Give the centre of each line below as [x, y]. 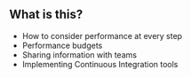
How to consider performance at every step [102, 35]
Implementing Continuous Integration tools [100, 64]
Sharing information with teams [80, 55]
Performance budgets [62, 45]
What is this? [46, 15]
